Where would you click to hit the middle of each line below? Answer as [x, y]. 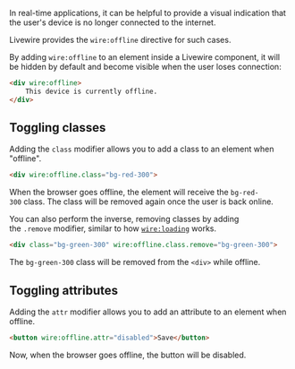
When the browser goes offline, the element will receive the [119, 193]
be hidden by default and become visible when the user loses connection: [145, 67]
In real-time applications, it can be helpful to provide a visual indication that [147, 13]
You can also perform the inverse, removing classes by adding [124, 219]
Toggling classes [58, 128]
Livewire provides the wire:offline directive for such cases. [120, 40]
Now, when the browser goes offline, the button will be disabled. [128, 355]
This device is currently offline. [92, 91]
